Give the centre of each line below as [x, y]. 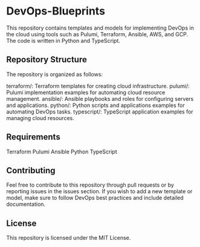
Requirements [33, 137]
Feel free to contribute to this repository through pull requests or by [90, 185]
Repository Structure [47, 59]
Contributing [31, 170]
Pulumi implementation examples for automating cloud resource [86, 92]
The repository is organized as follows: [55, 74]
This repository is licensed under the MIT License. [69, 238]
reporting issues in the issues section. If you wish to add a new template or [99, 191]
